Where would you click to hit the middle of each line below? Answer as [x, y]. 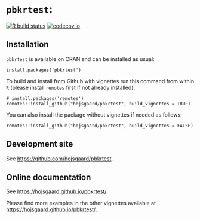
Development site [40, 144]
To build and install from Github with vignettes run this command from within [100, 81]
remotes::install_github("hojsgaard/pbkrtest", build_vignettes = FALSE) [100, 126]
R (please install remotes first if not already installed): [71, 87]
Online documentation [49, 177]
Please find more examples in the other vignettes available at [81, 203]
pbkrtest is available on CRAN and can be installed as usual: [80, 59]
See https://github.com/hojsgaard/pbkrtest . [60, 159]
